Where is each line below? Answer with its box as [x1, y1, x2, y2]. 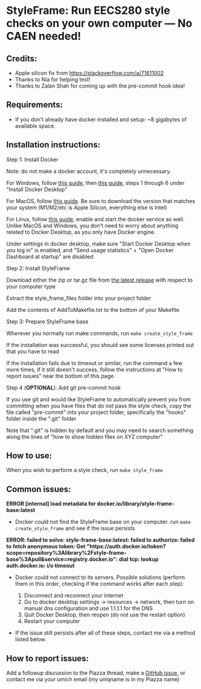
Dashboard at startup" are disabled [6, 253, 94, 260]
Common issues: [6, 484, 71, 494]
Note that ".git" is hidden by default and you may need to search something [6, 427, 194, 434]
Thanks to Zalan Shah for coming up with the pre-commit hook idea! [14, 82, 185, 89]
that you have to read [6, 348, 59, 355]
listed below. [14, 636, 46, 643]
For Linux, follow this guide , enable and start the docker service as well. [6, 215, 185, 222]
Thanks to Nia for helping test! [14, 76, 91, 83]
